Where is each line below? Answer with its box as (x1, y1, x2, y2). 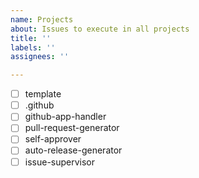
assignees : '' (10, 52, 70, 62)
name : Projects (10, 14, 74, 25)
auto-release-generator (24, 144, 123, 156)
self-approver (24, 133, 82, 145)
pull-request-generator (24, 122, 120, 134)
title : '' (10, 33, 52, 43)
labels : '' (10, 42, 56, 53)
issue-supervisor (24, 156, 96, 168)
